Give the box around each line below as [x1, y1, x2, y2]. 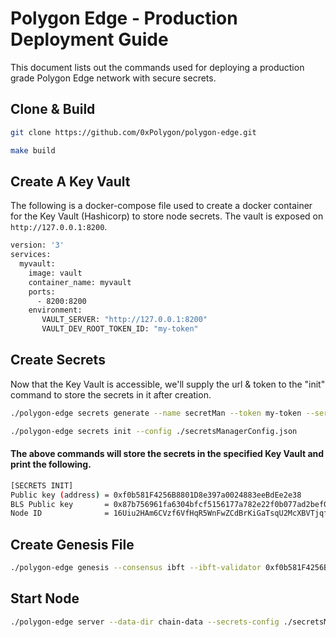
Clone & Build [10, 101, 96, 118]
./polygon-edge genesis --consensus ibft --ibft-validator [10, 563, 262, 573]
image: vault [28, 268, 83, 278]
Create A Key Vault [10, 173, 131, 190]
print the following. [10, 458, 92, 471]
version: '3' [10, 240, 65, 251]
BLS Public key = [10, 499, 110, 509]
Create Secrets [10, 352, 106, 369]
